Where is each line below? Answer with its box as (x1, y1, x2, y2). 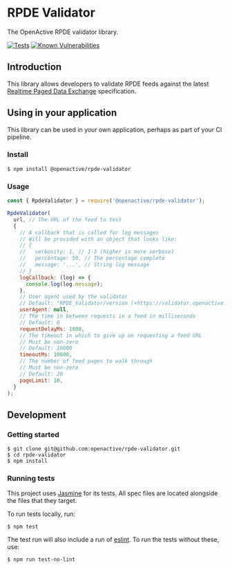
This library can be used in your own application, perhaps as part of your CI (7, 125, 222, 134)
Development (7, 409, 67, 421)
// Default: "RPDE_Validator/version (19, 300, 128, 307)
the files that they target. (7, 497, 77, 505)
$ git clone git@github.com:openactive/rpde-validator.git (7, 445, 181, 452)
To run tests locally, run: (7, 510, 76, 518)
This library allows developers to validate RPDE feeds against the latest (7, 80, 209, 88)
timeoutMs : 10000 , (19, 351, 72, 358)
